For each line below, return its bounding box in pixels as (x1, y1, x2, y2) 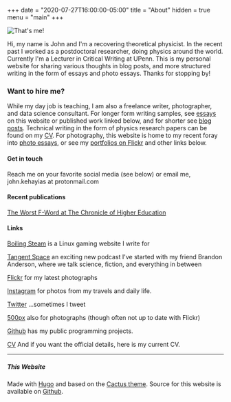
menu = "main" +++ (7, 13, 64, 21)
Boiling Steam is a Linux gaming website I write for (7, 239, 150, 248)
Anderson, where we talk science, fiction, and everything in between (7, 260, 202, 268)
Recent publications (7, 193, 66, 201)
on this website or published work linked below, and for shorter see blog (7, 117, 212, 125)
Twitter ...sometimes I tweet (7, 300, 86, 308)
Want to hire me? (7, 86, 65, 96)
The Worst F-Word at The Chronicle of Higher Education (7, 208, 166, 217)
